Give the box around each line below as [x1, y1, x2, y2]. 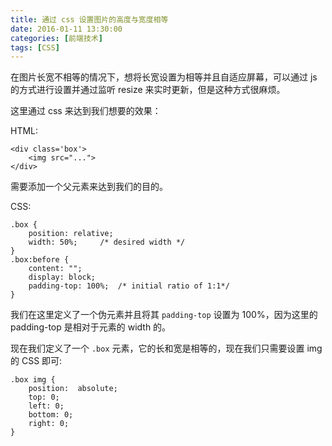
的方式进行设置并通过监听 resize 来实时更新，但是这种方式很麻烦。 [10, 84, 286, 96]
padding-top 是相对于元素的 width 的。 [10, 321, 172, 333]
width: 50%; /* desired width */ [28, 237, 186, 248]
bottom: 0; [28, 410, 74, 420]
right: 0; [28, 419, 70, 429]
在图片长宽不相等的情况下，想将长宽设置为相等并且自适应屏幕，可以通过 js [10, 71, 318, 83]
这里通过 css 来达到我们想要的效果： [10, 105, 162, 117]
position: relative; [28, 229, 114, 239]
